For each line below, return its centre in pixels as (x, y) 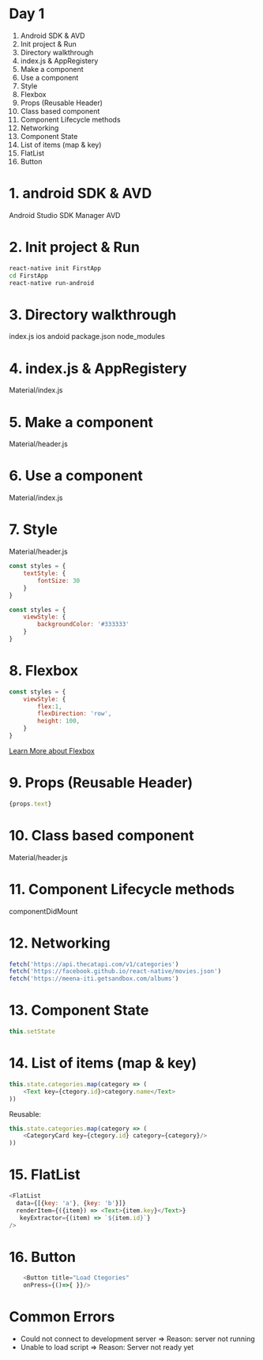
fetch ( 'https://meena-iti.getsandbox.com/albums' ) (94, 979)
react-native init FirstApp (55, 268)
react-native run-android (51, 283)
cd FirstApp (28, 276)
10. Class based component (101, 835)
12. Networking (60, 943)
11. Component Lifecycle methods (122, 889)
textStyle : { (45, 573)
